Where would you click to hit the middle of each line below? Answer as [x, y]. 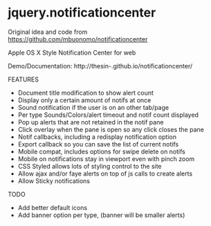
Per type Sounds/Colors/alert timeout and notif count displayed [108, 115]
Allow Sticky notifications [54, 180]
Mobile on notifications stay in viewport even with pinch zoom [106, 159]
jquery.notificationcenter [82, 13]
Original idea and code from [48, 32]
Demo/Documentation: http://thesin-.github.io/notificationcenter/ [100, 66]
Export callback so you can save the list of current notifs [98, 144]
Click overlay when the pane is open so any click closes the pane [111, 129]
